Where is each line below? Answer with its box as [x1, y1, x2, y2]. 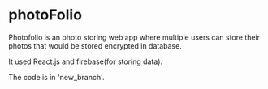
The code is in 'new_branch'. [8, 72, 105, 82]
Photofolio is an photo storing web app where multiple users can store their [8, 32, 261, 42]
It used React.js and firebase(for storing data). [8, 57, 163, 66]
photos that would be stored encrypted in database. [8, 40, 183, 50]
